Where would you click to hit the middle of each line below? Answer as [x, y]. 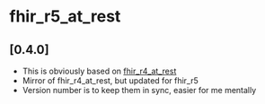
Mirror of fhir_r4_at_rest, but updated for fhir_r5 [110, 81]
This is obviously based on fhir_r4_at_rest [99, 71]
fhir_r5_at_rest [65, 17]
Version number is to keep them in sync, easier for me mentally [139, 90]
